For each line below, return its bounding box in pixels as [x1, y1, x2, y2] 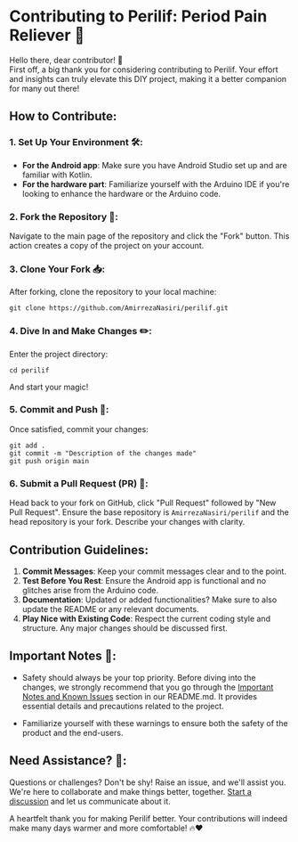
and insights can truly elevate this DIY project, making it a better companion [9, 73, 287, 84]
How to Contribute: [9, 109, 117, 124]
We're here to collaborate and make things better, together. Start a [9, 786, 252, 797]
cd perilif [9, 365, 50, 375]
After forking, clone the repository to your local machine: [9, 287, 217, 298]
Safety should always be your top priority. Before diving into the [21, 672, 256, 683]
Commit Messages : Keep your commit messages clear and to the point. [21, 566, 287, 576]
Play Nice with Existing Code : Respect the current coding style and [21, 613, 271, 624]
